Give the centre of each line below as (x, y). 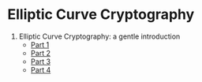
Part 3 (41, 61)
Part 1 (40, 44)
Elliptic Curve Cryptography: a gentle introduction (99, 36)
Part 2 (40, 53)
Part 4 (41, 69)
